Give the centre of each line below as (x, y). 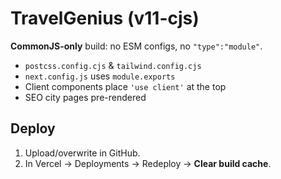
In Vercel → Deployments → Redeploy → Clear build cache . (148, 163)
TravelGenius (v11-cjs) (105, 18)
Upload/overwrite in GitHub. (82, 153)
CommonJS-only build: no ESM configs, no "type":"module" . (136, 46)
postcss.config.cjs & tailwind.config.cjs (113, 65)
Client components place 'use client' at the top (125, 86)
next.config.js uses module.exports (100, 76)
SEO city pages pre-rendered (85, 97)
